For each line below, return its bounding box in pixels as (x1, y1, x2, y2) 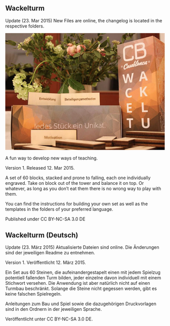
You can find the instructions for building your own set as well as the (5, 201, 148, 207)
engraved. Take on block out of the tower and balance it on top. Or (5, 180, 144, 186)
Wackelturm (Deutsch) (5, 231, 78, 239)
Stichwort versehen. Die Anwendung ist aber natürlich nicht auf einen (5, 280, 150, 286)
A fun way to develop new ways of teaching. (5, 155, 98, 161)
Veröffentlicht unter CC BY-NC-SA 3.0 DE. (5, 316, 93, 322)
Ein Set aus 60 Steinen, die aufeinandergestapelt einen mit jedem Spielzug (5, 269, 161, 275)
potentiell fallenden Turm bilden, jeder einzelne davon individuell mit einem (5, 274, 161, 281)
